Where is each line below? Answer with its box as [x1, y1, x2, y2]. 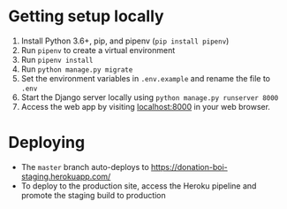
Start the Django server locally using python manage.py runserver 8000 [20, 91, 279, 103]
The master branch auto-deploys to [20, 161, 149, 172]
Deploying [8, 133, 86, 152]
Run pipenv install [20, 54, 94, 65]
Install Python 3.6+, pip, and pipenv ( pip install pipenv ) [20, 35, 230, 46]
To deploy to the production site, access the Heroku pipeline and [20, 180, 257, 191]
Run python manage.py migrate [20, 64, 133, 74]
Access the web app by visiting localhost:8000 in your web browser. [20, 101, 271, 112]
